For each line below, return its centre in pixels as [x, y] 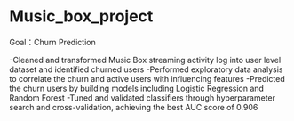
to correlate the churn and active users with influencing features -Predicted [147, 78]
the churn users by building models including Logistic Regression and [137, 88]
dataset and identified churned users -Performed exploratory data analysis [146, 69]
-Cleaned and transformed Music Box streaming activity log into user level [145, 60]
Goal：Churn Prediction [52, 42]
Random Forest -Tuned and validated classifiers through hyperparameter [143, 97]
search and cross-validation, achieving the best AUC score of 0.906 [134, 107]
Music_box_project [81, 16]
